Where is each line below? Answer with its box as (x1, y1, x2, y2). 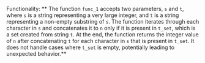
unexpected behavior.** (6, 50, 67, 57)
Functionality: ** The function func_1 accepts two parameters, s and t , (6, 5, 184, 12)
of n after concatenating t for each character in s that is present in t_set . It (6, 38, 195, 44)
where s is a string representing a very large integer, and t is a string (6, 12, 179, 19)
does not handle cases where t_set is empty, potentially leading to (6, 44, 175, 51)
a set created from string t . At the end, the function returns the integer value (6, 31, 199, 38)
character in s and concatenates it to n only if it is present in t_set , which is (6, 24, 196, 31)
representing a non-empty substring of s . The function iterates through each (6, 18, 199, 25)
